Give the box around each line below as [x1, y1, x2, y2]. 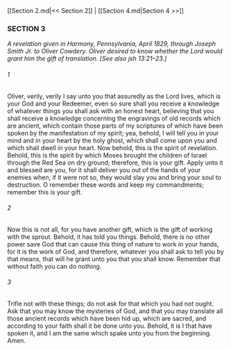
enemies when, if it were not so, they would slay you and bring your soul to [7, 173, 222, 181]
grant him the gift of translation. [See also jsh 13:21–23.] [7, 54, 167, 62]
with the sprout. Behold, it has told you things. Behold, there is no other [7, 233, 210, 241]
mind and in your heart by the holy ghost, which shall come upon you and [7, 136, 217, 144]
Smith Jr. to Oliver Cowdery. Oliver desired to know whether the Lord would [7, 47, 223, 56]
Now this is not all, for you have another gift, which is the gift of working [7, 225, 213, 233]
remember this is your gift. [7, 187, 83, 196]
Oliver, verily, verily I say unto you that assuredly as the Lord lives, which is [7, 92, 221, 100]
